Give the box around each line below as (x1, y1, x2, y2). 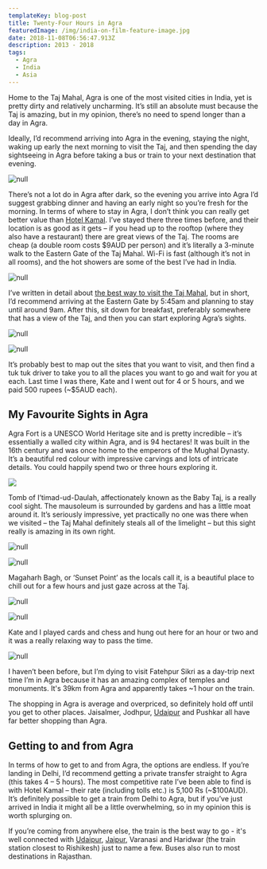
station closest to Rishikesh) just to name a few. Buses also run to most (8, 844, 241, 853)
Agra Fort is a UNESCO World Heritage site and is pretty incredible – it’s (8, 429, 242, 438)
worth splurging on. (8, 811, 73, 821)
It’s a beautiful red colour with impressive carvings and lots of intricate (8, 454, 238, 464)
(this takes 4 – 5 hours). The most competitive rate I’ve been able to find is (8, 777, 252, 787)
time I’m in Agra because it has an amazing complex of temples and (8, 675, 230, 685)
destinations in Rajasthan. (8, 852, 93, 861)
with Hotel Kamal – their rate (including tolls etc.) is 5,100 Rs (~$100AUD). (8, 786, 249, 795)
